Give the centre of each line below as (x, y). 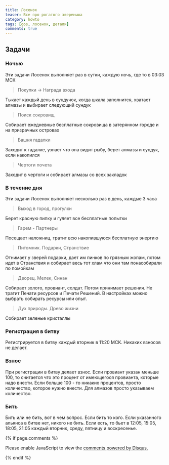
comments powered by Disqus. (116, 448)
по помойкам (20, 268)
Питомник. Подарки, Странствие (53, 248)
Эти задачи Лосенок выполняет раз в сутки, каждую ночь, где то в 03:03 (85, 74)
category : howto (22, 19)
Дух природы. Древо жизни (48, 309)
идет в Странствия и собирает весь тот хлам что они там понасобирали (83, 263)
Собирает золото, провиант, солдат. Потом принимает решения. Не (79, 288)
